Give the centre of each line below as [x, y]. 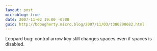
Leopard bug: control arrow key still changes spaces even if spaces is [78, 39]
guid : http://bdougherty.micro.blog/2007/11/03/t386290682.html [75, 24]
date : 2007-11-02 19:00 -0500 [37, 19]
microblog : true [22, 15]
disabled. [15, 44]
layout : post [19, 10]
